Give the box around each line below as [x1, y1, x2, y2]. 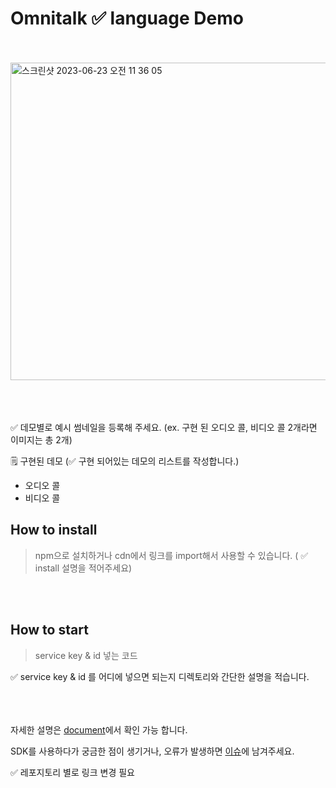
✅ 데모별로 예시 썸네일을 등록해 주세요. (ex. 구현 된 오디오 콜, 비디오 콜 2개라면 [10, 421, 318, 433]
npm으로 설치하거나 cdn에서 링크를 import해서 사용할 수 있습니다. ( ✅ [34, 549, 309, 561]
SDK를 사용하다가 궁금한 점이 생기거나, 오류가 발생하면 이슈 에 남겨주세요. [10, 745, 295, 757]
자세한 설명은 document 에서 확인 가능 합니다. [10, 723, 188, 736]
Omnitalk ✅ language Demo [10, 7, 244, 30]
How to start [10, 622, 89, 639]
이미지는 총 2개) [10, 433, 73, 446]
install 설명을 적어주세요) [34, 562, 133, 574]
